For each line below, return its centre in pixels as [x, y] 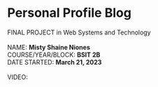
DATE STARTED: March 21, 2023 [55, 62]
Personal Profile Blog [69, 13]
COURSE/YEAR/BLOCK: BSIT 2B [54, 55]
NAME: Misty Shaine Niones [49, 47]
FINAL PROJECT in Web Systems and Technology [79, 32]
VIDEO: [17, 77]
